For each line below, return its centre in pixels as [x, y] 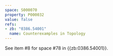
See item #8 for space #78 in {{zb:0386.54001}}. [56, 48]
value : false [19, 19]
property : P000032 [24, 15]
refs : [11, 24]
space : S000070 [21, 10]
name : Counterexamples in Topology [48, 34]
